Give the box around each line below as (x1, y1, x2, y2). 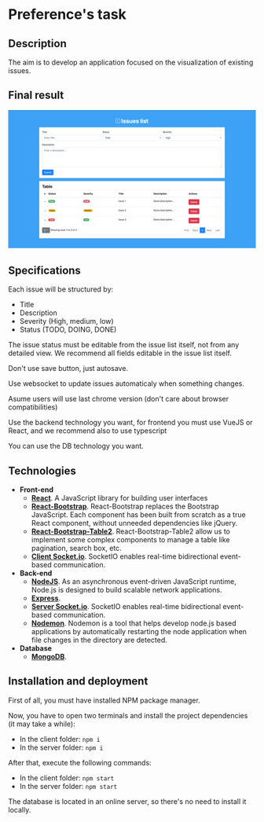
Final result (8, 89, 64, 102)
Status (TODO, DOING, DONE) (19, 325, 117, 335)
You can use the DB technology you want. (8, 442, 144, 451)
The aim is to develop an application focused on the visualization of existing (8, 57, 254, 67)
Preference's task (8, 6, 127, 24)
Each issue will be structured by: (8, 284, 114, 294)
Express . (31, 593, 61, 603)
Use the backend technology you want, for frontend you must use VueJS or (8, 418, 253, 428)
